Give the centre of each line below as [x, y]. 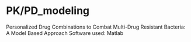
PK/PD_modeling [48, 11]
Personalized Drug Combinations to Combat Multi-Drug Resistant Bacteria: [96, 27]
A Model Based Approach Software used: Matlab [65, 33]
